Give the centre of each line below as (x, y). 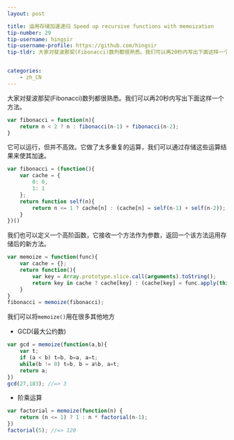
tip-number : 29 (29, 33)
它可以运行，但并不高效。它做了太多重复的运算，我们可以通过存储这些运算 (114, 147)
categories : (24, 71)
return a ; (34, 370)
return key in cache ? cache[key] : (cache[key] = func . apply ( (126, 283)
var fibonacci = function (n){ (51, 120)
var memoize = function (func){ (53, 257)
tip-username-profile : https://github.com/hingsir (82, 46)
